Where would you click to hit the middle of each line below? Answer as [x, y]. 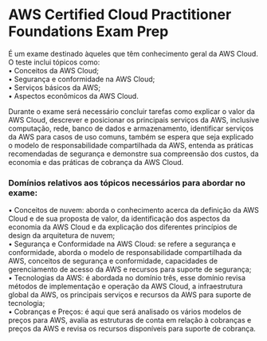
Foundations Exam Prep [88, 31]
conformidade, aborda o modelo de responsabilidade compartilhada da [125, 253]
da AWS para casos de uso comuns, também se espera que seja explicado [131, 136]
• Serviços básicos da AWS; [55, 87]
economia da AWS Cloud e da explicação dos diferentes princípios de [123, 227]
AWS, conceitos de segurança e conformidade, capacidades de [113, 261]
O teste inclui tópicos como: [54, 62]
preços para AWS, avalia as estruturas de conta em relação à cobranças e [130, 320]
